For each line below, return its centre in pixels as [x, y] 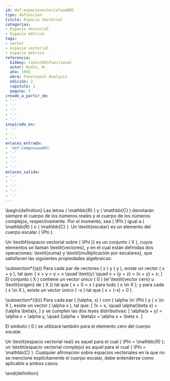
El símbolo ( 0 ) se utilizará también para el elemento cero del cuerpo [78, 326]
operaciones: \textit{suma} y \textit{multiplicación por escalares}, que [79, 253]
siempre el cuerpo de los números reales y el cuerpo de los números [78, 216]
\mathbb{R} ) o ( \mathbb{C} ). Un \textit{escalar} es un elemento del [78, 226]
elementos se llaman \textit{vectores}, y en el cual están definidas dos [79, 247]
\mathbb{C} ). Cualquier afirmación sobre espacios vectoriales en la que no [85, 352]
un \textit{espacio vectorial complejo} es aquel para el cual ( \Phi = [76, 347]
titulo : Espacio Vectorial [34, 19]
